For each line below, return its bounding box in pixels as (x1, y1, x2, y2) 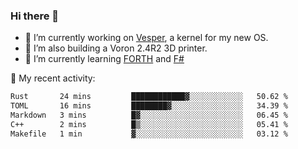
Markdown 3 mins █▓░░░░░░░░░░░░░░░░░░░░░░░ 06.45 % (10, 110, 288, 121)
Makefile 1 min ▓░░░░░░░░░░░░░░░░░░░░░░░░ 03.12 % (10, 129, 288, 139)
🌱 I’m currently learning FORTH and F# (24, 53, 185, 65)
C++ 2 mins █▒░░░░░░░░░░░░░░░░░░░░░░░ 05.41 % (10, 119, 288, 129)
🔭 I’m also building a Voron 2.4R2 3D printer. (24, 42, 208, 54)
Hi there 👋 (10, 9, 60, 23)
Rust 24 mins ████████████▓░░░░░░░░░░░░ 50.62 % (10, 92, 288, 102)
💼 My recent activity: (10, 72, 96, 84)
